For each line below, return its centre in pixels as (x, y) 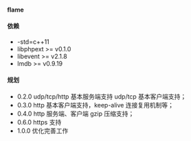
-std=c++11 (33, 42)
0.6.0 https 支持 (39, 122)
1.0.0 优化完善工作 (43, 131)
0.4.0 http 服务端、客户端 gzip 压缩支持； (76, 114)
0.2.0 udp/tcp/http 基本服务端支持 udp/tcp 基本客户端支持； (102, 97)
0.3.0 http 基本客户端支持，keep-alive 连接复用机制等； (95, 105)
